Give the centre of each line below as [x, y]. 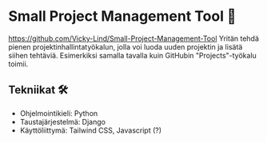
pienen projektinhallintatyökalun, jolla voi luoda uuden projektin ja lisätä [126, 46]
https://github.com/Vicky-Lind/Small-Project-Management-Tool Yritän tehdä [134, 38]
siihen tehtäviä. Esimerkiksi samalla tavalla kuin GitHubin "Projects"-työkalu [133, 55]
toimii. [18, 64]
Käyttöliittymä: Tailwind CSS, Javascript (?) [91, 130]
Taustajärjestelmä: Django [63, 121]
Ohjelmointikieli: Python [59, 113]
